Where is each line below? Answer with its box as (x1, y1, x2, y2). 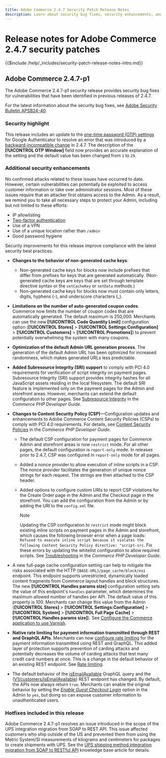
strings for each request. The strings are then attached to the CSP (19, 472, 154, 478)
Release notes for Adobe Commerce (5, 33, 157, 45)
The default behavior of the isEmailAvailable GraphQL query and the (12, 671, 151, 677)
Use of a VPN (12, 222, 41, 228)
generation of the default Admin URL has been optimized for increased (12, 349, 157, 355)
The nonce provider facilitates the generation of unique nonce (19, 467, 146, 473)
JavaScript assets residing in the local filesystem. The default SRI (12, 380, 146, 386)
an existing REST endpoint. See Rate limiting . (12, 661, 104, 667)
